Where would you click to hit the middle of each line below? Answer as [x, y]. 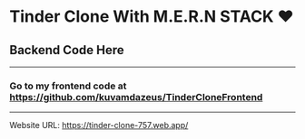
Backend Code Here [67, 50]
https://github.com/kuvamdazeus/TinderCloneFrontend [136, 97]
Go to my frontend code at [68, 86]
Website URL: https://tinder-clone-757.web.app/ [99, 125]
